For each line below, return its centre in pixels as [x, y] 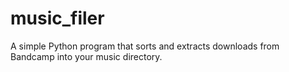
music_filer [57, 18]
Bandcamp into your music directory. [86, 56]
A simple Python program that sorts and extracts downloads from [145, 46]
